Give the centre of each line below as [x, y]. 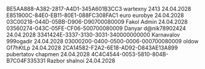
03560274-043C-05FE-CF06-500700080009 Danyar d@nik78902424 [96, 28]
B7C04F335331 [26, 61]
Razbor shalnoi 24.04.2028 [81, 61]
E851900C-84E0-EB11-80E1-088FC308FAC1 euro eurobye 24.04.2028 [95, 15]
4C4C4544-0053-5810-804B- [130, 54]
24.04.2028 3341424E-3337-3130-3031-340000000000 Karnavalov [93, 35]
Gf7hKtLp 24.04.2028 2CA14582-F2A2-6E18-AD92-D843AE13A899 [92, 48]
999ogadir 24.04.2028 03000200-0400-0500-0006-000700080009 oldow [102, 41]
